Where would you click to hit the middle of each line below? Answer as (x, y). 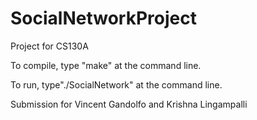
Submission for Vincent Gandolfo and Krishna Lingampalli (129, 104)
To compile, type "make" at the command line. (106, 65)
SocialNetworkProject (103, 18)
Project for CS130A (49, 46)
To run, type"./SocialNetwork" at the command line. (116, 84)
